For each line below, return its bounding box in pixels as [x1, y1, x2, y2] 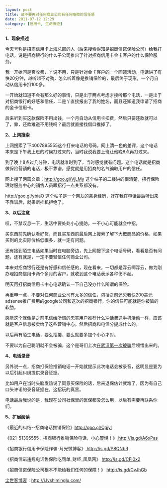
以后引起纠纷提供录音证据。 [5, 369, 62, 376]
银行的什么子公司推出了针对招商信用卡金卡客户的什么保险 [35, 52, 153, 58]
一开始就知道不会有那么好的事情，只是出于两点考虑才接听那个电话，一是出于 [5, 92, 162, 98]
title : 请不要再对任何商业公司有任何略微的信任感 [5, 12, 95, 17]
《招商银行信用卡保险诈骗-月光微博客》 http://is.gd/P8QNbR [5, 446, 128, 452]
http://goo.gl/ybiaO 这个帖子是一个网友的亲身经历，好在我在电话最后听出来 [5, 193, 159, 199]
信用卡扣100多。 [13, 82, 48, 88]
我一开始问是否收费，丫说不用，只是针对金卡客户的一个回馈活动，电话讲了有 [5, 69, 162, 75]
